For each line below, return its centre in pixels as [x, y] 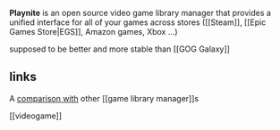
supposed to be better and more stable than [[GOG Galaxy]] [120, 49]
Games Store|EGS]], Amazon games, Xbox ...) [93, 32]
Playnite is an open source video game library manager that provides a [140, 13]
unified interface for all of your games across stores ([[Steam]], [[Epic [138, 22]
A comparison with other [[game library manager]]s [104, 98]
